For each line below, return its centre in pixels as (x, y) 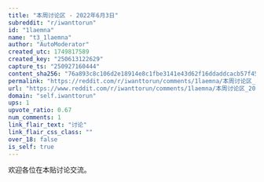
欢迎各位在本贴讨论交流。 (49, 170)
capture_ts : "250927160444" (54, 67)
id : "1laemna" (31, 30)
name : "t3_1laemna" (40, 37)
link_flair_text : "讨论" (48, 125)
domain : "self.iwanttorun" (52, 96)
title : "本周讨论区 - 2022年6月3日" (64, 15)
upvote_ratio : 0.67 (40, 111)
